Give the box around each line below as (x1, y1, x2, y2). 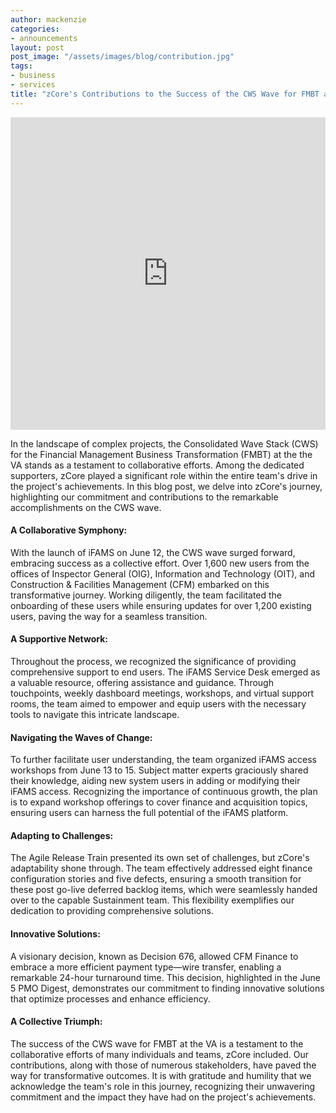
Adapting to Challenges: (10, 829, 114, 841)
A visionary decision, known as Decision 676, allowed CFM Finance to (10, 950, 299, 962)
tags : (10, 61, 33, 71)
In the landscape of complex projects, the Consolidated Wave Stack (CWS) (10, 437, 319, 450)
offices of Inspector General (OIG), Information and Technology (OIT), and (10, 567, 316, 580)
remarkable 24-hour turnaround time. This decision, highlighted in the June (10, 971, 321, 983)
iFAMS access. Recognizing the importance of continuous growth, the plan (10, 786, 318, 798)
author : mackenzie (10, 14, 87, 25)
